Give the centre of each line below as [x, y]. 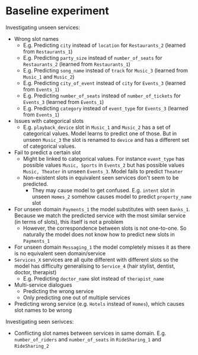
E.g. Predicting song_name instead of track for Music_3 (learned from [105, 70]
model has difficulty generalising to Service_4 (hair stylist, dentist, [95, 266]
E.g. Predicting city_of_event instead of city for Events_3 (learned [104, 83]
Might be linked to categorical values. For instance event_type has [104, 159]
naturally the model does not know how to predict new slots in [99, 234]
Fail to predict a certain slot [47, 152]
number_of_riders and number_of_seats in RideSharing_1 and [87, 339]
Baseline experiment [57, 11]
